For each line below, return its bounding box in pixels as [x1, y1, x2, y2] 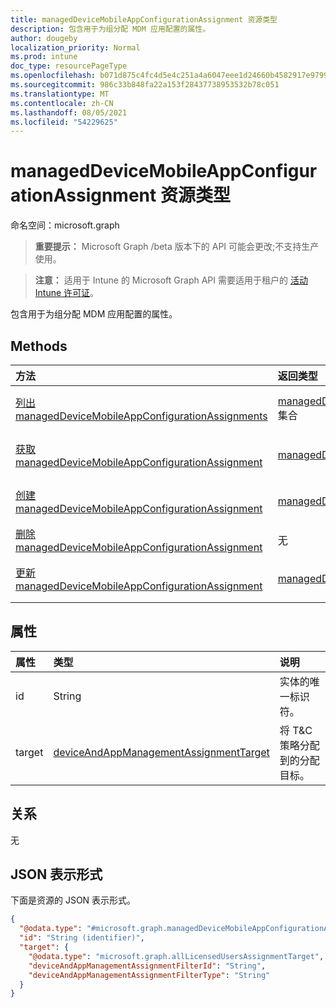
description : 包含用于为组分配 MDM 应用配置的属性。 [10, 24, 211, 34]
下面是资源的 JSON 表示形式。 [10, 894, 137, 906]
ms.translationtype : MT [10, 89, 110, 99]
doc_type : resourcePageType [10, 61, 128, 71]
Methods [10, 337, 68, 355]
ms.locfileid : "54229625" [10, 117, 118, 127]
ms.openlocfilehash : [10, 71, 97, 81]
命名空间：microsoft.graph [10, 219, 120, 231]
